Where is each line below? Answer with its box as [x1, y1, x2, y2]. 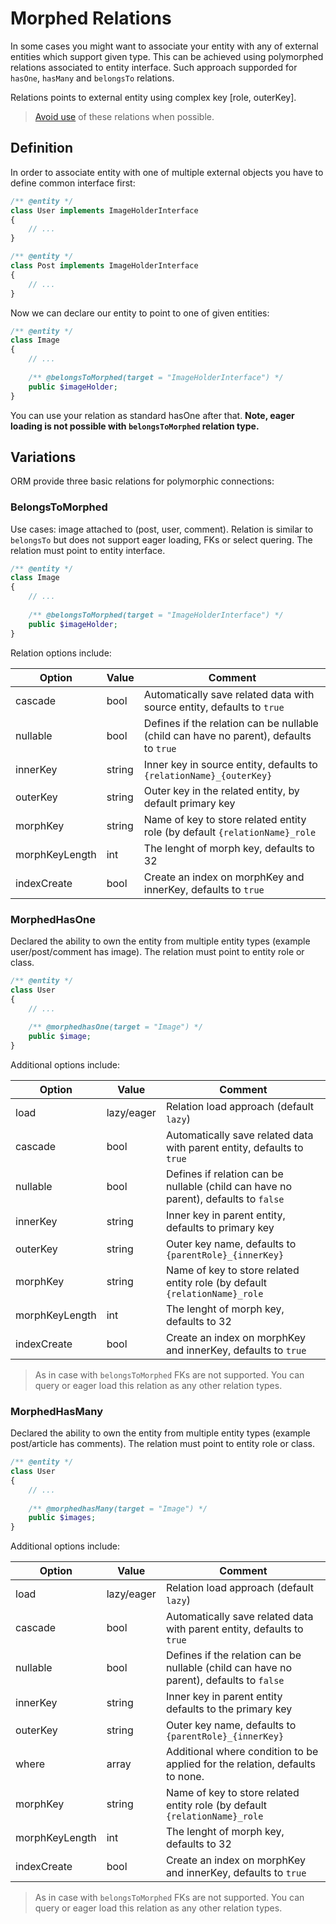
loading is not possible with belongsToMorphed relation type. [10, 420, 260, 432]
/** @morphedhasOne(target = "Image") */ [28, 1022, 203, 1032]
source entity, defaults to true [143, 700, 285, 714]
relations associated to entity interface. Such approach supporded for [10, 61, 298, 73]
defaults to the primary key [165, 1702, 293, 1716]
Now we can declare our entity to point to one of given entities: [10, 307, 270, 319]
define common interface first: [10, 177, 136, 189]
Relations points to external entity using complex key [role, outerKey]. [10, 91, 297, 103]
